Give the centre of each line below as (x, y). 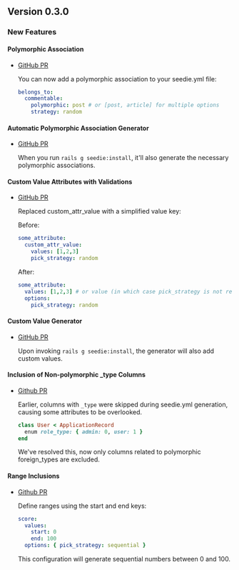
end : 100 (44, 539)
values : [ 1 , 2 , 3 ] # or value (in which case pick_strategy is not (124, 291)
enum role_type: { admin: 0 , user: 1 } (84, 431)
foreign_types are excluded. (59, 459)
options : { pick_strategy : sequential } (85, 546)
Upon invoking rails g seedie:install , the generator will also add (116, 351)
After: (26, 271)
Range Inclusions (34, 476)
